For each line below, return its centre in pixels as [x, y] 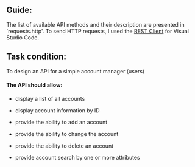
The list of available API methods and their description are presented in [95, 24]
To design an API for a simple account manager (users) [76, 71]
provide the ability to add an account [61, 122]
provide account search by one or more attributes [77, 157]
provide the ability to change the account [67, 134]
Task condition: [37, 57]
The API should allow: [34, 85]
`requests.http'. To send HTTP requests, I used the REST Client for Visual [97, 31]
